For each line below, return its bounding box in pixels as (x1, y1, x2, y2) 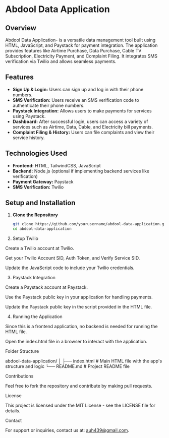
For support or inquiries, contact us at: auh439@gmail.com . (5, 427, 130, 433)
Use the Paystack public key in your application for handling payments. (5, 294, 153, 300)
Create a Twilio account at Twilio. (5, 245, 74, 252)
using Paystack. (12, 113, 46, 119)
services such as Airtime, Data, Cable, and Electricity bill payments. (12, 123, 153, 130)
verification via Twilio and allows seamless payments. (5, 58, 117, 64)
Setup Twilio (12, 235, 39, 241)
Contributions (5, 373, 34, 379)
